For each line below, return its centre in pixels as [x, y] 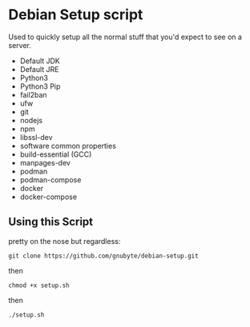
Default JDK [40, 61]
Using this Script [51, 222]
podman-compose [50, 179]
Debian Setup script [76, 15]
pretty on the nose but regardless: [65, 241]
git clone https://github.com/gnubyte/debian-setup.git [103, 256]
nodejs [31, 120]
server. [20, 45]
